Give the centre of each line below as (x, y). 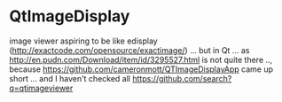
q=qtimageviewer (41, 88)
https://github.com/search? (182, 78)
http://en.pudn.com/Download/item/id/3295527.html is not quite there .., (141, 59)
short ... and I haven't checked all (70, 78)
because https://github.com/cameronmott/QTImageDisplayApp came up (141, 69)
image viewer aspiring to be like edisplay (83, 41)
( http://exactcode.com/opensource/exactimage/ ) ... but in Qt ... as (129, 50)
